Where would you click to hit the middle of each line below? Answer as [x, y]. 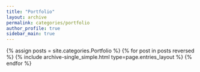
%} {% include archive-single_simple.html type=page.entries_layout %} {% [99, 57]
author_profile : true [33, 28]
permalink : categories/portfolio [48, 23]
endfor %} [19, 64]
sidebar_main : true [31, 34]
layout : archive [26, 17]
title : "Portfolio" [31, 12]
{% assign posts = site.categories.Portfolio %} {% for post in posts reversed [100, 51]
